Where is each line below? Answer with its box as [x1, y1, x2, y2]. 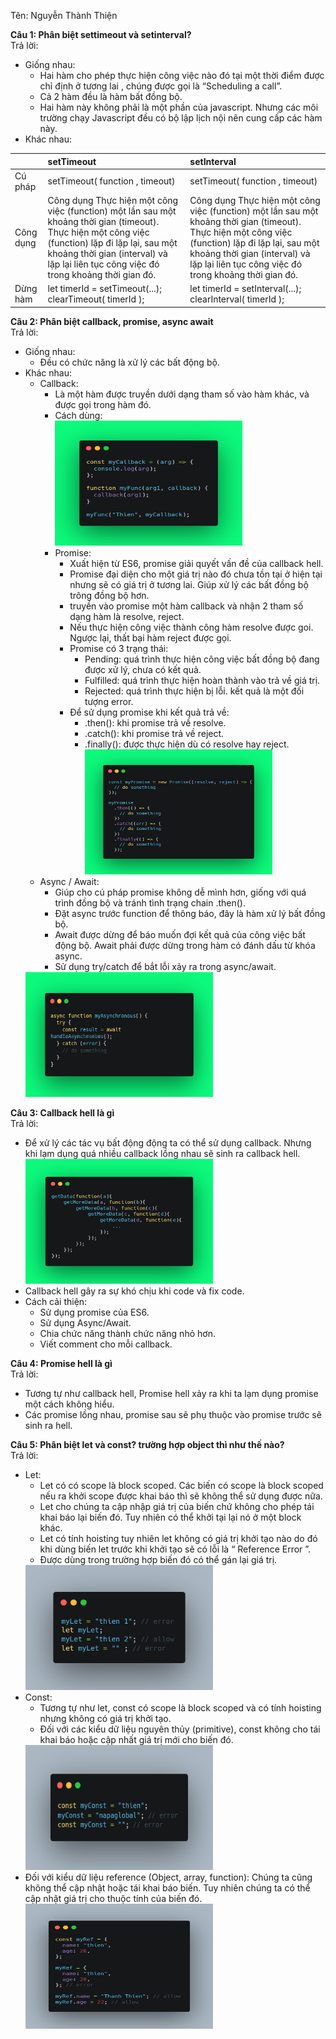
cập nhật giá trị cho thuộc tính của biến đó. [24, 1892, 203, 1904]
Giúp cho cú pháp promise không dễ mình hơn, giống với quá [54, 886, 307, 898]
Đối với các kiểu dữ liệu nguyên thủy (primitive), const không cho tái [39, 1723, 321, 1735]
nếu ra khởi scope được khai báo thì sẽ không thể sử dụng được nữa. [39, 1490, 323, 1502]
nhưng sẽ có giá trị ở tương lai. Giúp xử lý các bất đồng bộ [69, 578, 309, 590]
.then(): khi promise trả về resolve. [84, 716, 227, 729]
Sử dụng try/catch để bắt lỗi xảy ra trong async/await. [54, 960, 277, 972]
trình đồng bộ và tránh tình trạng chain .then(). [54, 896, 246, 909]
